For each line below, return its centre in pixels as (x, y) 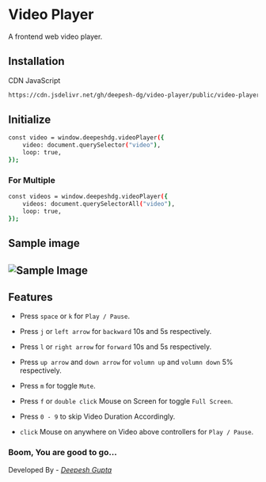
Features (30, 297)
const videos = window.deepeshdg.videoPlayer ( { (88, 197)
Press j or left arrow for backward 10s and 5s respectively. (116, 332)
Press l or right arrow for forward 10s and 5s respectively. (116, 347)
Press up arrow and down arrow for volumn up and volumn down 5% (126, 362)
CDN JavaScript (34, 80)
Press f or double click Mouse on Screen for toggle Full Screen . (126, 401)
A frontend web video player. (55, 36)
